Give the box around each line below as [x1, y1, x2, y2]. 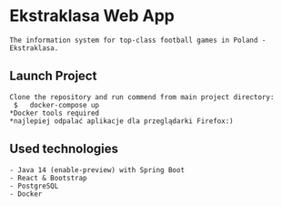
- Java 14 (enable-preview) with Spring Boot [9, 165, 185, 174]
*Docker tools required [9, 108, 100, 118]
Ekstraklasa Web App [9, 5, 175, 26]
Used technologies [9, 141, 119, 157]
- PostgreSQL [9, 181, 59, 191]
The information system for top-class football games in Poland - [9, 36, 267, 45]
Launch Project [9, 68, 97, 84]
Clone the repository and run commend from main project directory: [9, 92, 275, 101]
